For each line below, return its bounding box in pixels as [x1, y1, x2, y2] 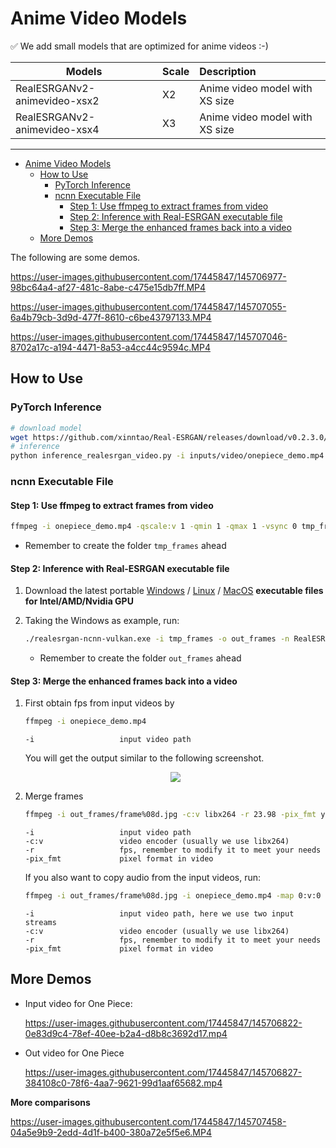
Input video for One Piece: [24, 997, 133, 1009]
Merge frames [24, 790, 84, 802]
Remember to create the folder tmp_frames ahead [24, 540, 227, 552]
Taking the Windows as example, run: [24, 615, 180, 627]
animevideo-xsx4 [15, 122, 100, 136]
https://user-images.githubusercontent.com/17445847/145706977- [10, 270, 287, 282]
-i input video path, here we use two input [24, 909, 295, 919]
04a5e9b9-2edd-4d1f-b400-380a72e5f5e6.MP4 [10, 1126, 212, 1138]
